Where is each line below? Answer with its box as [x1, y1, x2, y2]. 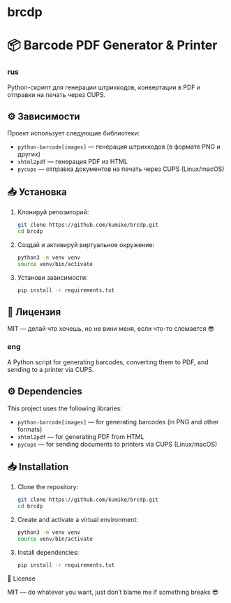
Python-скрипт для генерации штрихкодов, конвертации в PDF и [7, 83, 201, 91]
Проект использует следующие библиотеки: [7, 129, 140, 137]
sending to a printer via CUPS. [7, 365, 94, 373]
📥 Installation [7, 461, 69, 472]
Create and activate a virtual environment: [17, 516, 138, 524]
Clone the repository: [17, 483, 79, 491]
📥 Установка [7, 186, 68, 198]
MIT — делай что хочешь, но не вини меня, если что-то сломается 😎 [7, 325, 215, 333]
